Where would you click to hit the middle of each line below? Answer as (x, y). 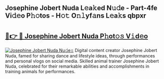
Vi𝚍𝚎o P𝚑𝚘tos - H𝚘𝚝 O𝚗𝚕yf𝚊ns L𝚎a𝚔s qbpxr (76, 16)
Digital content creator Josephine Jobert (116, 50)
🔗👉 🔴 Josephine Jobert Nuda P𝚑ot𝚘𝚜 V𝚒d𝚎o (77, 36)
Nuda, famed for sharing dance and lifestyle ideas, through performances (80, 56)
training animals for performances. (40, 71)
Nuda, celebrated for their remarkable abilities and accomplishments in (77, 66)
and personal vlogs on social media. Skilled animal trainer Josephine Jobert (82, 61)
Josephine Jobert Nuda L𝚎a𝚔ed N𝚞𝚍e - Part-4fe (81, 8)
